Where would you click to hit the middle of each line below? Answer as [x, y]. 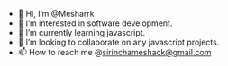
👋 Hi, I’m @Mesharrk [56, 14]
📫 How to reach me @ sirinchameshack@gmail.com [114, 52]
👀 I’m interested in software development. [95, 23]
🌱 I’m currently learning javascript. [82, 33]
